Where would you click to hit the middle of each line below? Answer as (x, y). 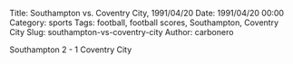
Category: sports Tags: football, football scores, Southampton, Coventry (144, 23)
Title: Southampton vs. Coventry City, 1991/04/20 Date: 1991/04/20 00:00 (146, 13)
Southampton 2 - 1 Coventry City (71, 50)
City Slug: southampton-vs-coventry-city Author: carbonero (122, 32)
